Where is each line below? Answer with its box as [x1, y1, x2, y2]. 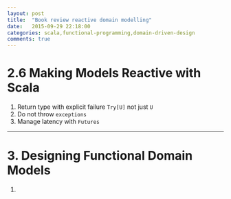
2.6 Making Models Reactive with [7, 65, 201, 81]
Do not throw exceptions [16, 110, 87, 118]
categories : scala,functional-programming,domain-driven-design [7, 29, 195, 36]
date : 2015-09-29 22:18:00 [7, 23, 91, 30]
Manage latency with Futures [16, 118, 100, 126]
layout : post [7, 10, 45, 17]
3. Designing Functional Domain [7, 148, 193, 164]
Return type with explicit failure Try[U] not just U [16, 103, 153, 111]
